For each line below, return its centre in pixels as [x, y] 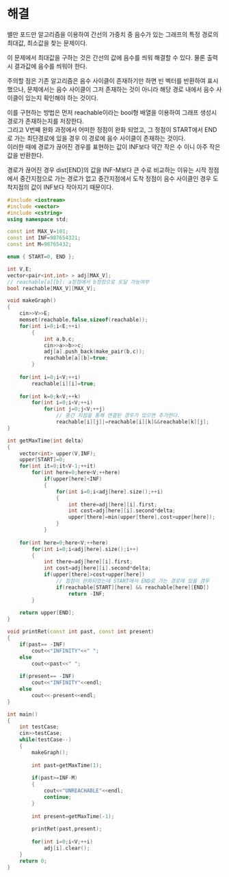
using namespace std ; [38, 219]
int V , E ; [19, 269]
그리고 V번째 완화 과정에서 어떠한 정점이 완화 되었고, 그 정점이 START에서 [105, 129]
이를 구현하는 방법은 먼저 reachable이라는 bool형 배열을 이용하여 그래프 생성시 [112, 112]
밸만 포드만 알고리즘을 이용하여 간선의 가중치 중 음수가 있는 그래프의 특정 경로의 [113, 34]
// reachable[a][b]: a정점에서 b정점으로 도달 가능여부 [78, 282]
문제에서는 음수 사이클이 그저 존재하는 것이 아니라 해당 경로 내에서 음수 [121, 89]
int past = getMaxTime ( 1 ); [67, 765]
